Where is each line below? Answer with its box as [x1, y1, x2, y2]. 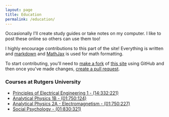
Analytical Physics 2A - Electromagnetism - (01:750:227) [12, 100, 130, 106]
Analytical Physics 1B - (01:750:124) [12, 95, 87, 101]
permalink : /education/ [5, 17, 55, 22]
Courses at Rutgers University [5, 78, 81, 85]
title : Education [5, 12, 42, 17]
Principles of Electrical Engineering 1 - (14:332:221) [12, 90, 119, 96]
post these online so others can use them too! [5, 36, 101, 42]
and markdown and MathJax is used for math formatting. [5, 51, 124, 57]
